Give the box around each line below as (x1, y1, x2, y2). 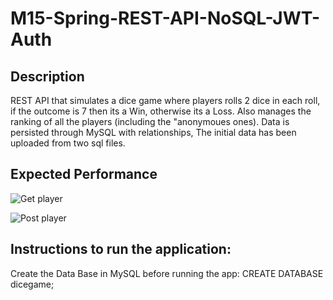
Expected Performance (10, 166, 158, 183)
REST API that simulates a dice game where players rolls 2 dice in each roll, (10, 95, 321, 106)
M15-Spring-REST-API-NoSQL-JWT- (10, 7, 321, 30)
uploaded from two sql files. (10, 137, 126, 149)
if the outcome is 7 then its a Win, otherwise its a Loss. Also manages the (10, 105, 312, 117)
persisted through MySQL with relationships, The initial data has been (10, 127, 297, 138)
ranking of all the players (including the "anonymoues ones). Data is (10, 116, 290, 127)
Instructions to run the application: (10, 241, 232, 258)
